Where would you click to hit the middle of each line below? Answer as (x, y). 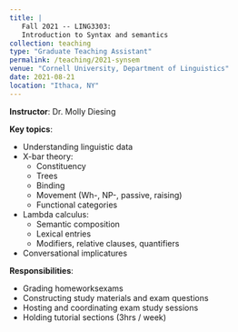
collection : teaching (50, 43)
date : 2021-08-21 (42, 77)
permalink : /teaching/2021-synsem (75, 60)
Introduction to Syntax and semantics (95, 35)
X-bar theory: (48, 156)
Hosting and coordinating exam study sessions (110, 307)
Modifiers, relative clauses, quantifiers (108, 243)
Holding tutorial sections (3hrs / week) (94, 317)
